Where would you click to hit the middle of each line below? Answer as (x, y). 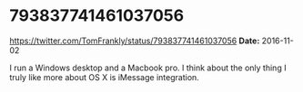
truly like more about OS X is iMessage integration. (105, 77)
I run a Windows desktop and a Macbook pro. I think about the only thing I (148, 68)
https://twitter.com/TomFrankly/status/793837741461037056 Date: (135, 41)
